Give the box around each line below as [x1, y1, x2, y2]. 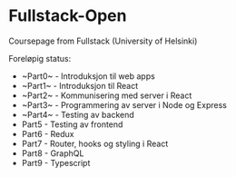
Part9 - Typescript [21, 157, 91, 168]
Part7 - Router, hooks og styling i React [21, 138, 169, 149]
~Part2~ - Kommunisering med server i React [21, 90, 192, 101]
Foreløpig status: [8, 53, 72, 64]
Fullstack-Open [8, 5, 127, 26]
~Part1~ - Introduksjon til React [21, 80, 139, 91]
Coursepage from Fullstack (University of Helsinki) [8, 35, 198, 46]
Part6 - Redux [21, 128, 74, 139]
